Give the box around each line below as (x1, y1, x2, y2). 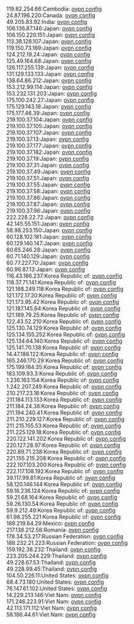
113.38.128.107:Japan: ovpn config (6, 38, 92, 45)
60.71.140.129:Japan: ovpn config (6, 253, 90, 260)
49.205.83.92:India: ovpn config (6, 18, 87, 25)
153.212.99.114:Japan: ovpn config (6, 83, 93, 91)
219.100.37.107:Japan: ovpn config (6, 129, 92, 136)
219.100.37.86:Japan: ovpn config (6, 194, 91, 201)
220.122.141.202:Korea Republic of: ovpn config (6, 435, 126, 442)
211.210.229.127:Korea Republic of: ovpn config (6, 416, 125, 422)
